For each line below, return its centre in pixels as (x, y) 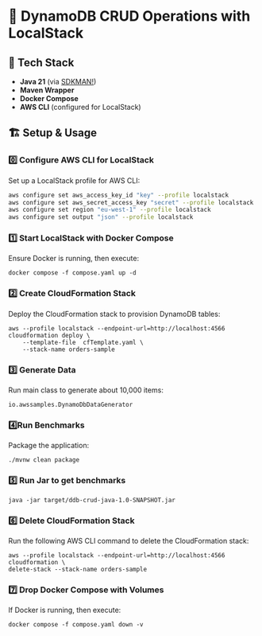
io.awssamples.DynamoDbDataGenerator (71, 405)
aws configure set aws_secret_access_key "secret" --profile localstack (131, 202)
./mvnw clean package (44, 460)
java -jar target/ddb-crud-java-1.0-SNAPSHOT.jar (92, 500)
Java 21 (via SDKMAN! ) (58, 82)
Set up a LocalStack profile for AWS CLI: (74, 180)
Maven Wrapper (47, 90)
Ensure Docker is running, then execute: (74, 259)
